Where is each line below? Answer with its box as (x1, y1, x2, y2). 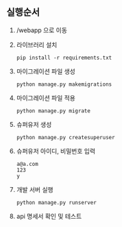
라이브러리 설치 (16, 40, 58, 49)
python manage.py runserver (16, 199, 97, 206)
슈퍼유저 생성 (16, 120, 52, 128)
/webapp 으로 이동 (16, 26, 68, 34)
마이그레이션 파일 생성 (16, 67, 76, 75)
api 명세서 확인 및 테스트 (16, 212, 82, 220)
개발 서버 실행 (16, 185, 53, 193)
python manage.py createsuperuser (16, 134, 115, 141)
